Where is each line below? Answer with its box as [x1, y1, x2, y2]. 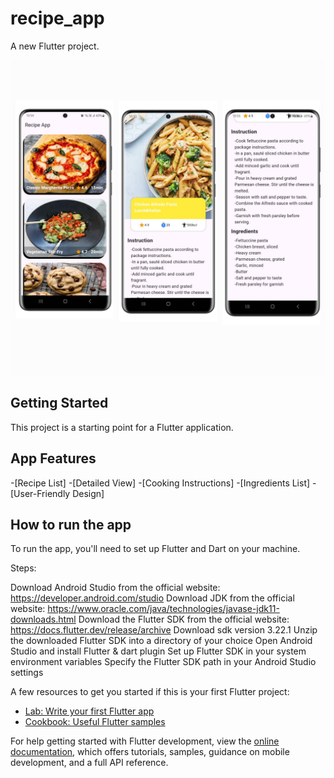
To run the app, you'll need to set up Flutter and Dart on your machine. [10, 543, 301, 555]
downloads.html [10, 613, 77, 626]
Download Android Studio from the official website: [10, 582, 221, 594]
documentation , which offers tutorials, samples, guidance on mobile [10, 746, 290, 758]
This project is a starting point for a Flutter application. [10, 421, 234, 433]
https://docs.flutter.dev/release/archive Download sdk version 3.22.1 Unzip [10, 624, 318, 636]
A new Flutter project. [10, 40, 100, 52]
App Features [10, 450, 97, 467]
